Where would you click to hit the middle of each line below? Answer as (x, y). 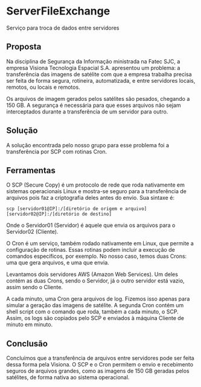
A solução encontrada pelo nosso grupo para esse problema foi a (88, 145)
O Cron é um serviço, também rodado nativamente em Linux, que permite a (100, 243)
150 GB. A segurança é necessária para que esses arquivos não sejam (94, 105)
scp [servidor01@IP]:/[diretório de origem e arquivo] (77, 209)
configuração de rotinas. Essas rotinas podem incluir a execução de (91, 250)
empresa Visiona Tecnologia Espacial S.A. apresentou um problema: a (93, 68)
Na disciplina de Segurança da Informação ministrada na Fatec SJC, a (93, 61)
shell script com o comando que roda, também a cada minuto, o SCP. (93, 312)
